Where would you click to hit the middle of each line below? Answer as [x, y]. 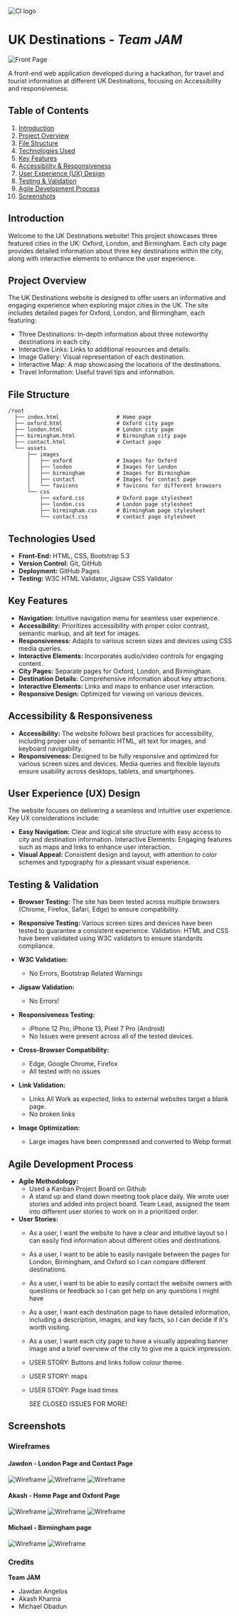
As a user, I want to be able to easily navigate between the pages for [129, 1254]
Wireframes [29, 1446]
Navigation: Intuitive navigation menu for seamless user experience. [119, 618]
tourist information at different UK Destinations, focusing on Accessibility [115, 80]
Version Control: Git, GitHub [60, 563]
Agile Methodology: [48, 1182]
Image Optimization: [49, 1128]
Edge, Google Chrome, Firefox [73, 1064]
